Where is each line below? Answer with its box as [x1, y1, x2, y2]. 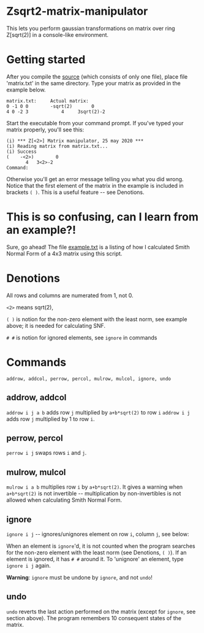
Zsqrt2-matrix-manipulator [6, 4, 148, 18]
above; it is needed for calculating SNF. [6, 322, 106, 329]
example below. [6, 86, 46, 93]
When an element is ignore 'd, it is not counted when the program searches [6, 542, 195, 550]
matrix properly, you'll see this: [6, 126, 85, 133]
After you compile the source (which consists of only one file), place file [6, 72, 188, 80]
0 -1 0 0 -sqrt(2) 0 [6, 103, 95, 109]
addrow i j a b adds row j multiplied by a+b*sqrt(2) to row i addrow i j [6, 408, 191, 416]
